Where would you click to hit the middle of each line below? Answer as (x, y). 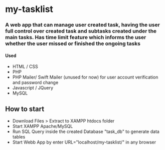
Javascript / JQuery (33, 88)
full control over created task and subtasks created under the (81, 31)
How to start (25, 109)
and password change (35, 82)
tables (19, 137)
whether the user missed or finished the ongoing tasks (73, 43)
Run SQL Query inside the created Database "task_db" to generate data (86, 131)
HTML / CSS (25, 66)
